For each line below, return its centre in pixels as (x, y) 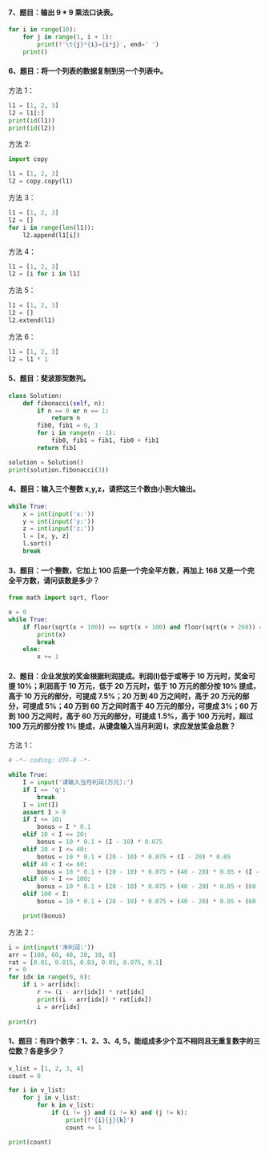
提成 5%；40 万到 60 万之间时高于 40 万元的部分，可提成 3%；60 (139, 706)
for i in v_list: (37, 1090)
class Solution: (35, 396)
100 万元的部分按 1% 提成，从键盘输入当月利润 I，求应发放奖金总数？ (122, 726)
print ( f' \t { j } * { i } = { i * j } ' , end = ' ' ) (98, 44)
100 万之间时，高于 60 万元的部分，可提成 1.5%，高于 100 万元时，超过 (135, 716)
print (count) (30, 1142)
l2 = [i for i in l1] (44, 274)
